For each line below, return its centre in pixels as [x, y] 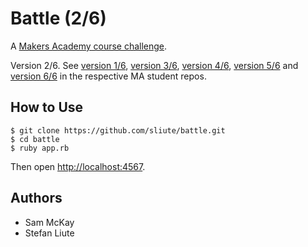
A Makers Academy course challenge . [89, 46]
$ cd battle [35, 139]
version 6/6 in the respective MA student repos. [108, 76]
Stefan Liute [49, 233]
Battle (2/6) [58, 18]
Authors [36, 198]
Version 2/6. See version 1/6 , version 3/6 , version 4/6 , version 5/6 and [154, 65]
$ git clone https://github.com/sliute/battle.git [118, 130]
